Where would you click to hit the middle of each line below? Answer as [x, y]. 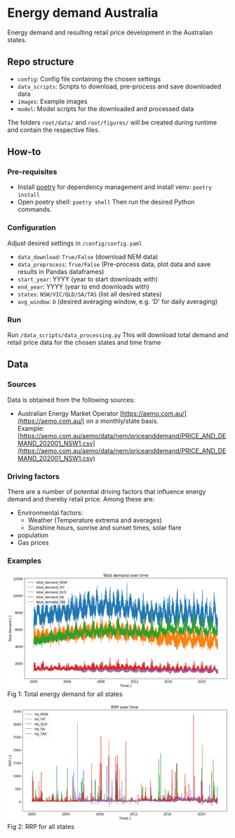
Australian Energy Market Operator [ [70, 413]
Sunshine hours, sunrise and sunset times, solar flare [105, 528]
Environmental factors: [50, 513]
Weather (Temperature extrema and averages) [95, 521]
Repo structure [41, 62]
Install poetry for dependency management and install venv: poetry [114, 187]
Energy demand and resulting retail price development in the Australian [110, 32]
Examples [25, 561]
